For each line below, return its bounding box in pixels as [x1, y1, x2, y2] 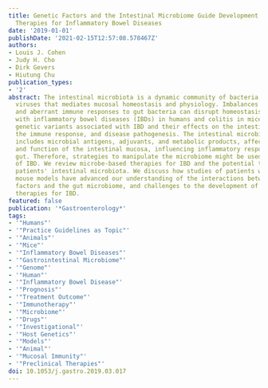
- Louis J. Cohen [8, 49, 66, 57]
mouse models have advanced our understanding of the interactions [15, 174, 245, 183]
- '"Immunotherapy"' [8, 300, 77, 308]
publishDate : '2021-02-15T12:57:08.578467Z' [8, 33, 159, 42]
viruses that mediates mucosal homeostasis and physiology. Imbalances [15, 100, 259, 108]
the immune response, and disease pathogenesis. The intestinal [15, 130, 234, 138]
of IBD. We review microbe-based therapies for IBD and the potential [15, 160, 255, 168]
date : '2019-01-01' [8, 26, 73, 34]
